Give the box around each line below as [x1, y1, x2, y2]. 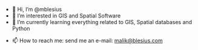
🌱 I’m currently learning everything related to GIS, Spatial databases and [12, 19, 193, 25]
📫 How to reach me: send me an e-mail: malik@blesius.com [12, 37, 163, 44]
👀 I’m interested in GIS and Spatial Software [12, 12, 121, 19]
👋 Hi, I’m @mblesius [12, 6, 62, 13]
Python [12, 25, 30, 32]
